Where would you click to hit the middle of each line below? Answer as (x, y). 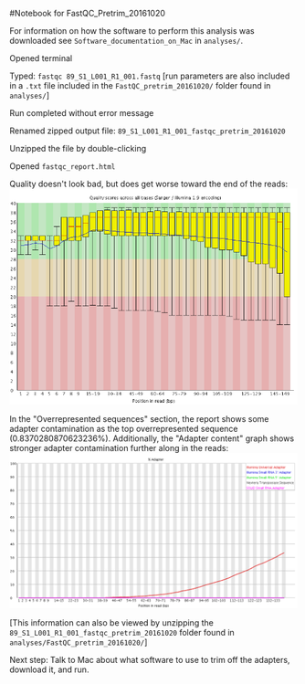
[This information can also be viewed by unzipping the (112, 623)
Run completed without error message (82, 113)
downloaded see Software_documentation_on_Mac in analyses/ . (126, 41)
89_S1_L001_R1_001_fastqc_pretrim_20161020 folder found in (122, 633)
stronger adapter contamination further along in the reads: (119, 448)
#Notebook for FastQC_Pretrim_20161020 (88, 13)
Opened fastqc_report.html (63, 166)
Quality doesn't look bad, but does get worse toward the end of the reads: (149, 184)
